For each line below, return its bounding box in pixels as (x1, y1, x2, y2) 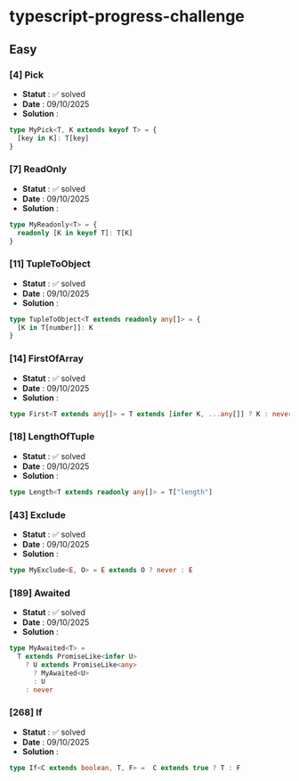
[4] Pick (9, 69, 44, 81)
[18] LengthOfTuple (9, 431, 95, 443)
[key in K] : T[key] (17, 134, 90, 143)
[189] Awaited (9, 587, 71, 599)
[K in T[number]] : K (17, 323, 93, 332)
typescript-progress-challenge (9, 6, 245, 27)
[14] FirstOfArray (9, 352, 85, 365)
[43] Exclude (9, 508, 67, 521)
